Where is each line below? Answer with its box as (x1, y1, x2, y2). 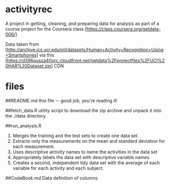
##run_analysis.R (5, 122, 42, 128)
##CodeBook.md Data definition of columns (5, 175, 98, 181)
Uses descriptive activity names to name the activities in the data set (12, 149, 158, 155)
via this (39, 52, 55, 58)
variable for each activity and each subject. (12, 165, 104, 171)
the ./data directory (5, 113, 46, 119)
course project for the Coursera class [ (5, 25, 87, 32)
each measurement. (12, 143, 55, 149)
